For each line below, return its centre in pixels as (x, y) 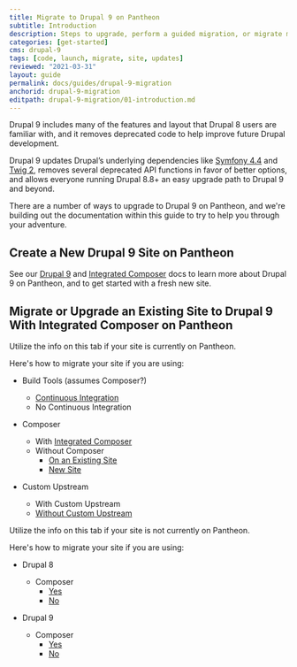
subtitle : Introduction (53, 26)
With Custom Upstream (78, 504)
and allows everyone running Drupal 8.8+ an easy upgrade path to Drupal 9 (147, 180)
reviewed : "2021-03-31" (53, 67)
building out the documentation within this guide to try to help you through (145, 215)
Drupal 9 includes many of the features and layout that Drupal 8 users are (143, 125)
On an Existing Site (83, 460)
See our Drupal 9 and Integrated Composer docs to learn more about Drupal (148, 274)
